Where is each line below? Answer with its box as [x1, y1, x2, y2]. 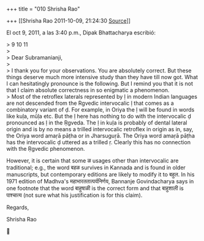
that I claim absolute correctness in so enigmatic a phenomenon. [6, 86, 170, 94]
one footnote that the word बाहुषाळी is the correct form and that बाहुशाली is [6, 185, 184, 192]
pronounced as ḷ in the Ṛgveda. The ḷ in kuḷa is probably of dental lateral [6, 119, 187, 126]
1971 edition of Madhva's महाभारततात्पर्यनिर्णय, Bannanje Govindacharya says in [6, 178, 194, 185]
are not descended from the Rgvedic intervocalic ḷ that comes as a [6, 99, 175, 107]
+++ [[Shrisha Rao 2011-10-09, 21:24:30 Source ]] [6, 17, 130, 24]
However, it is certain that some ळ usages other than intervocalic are [6, 157, 179, 164]
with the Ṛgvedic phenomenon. [6, 145, 85, 152]
